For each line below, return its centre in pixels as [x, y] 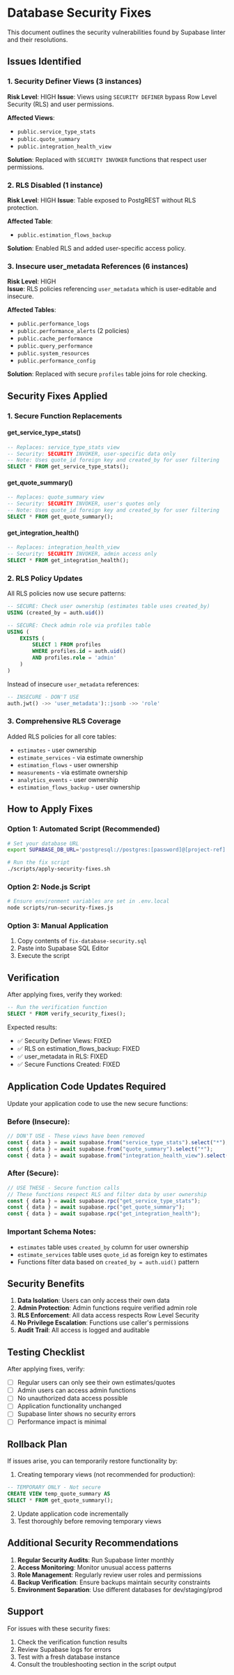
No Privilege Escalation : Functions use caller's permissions [103, 1323]
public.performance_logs [53, 324]
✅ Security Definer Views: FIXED [64, 1040]
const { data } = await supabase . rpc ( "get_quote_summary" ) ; [96, 1207]
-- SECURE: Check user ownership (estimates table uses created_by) [109, 606]
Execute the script [43, 956]
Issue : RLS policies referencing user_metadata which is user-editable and [112, 289]
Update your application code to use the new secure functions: [97, 1103]
